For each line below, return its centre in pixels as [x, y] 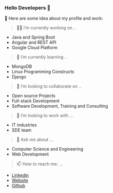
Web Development [30, 154]
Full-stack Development [35, 101]
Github [18, 186]
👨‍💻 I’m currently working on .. [46, 28]
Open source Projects [33, 96]
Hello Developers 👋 [28, 8]
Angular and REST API [34, 42]
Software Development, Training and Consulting [60, 106]
